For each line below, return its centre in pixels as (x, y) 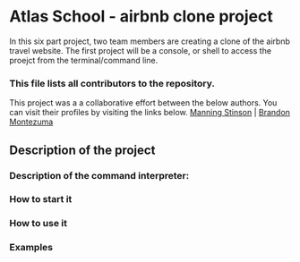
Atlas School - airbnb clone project (141, 17)
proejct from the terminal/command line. (84, 60)
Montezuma (31, 122)
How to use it (38, 224)
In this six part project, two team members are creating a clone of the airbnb (150, 41)
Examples (31, 248)
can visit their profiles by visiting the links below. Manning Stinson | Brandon (150, 113)
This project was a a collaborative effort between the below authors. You (143, 103)
